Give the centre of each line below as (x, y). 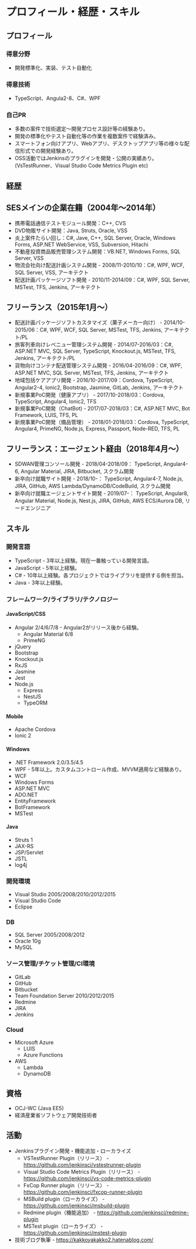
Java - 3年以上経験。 (40, 582)
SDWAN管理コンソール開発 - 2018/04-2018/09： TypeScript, (88, 464)
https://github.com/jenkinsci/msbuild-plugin (77, 1205)
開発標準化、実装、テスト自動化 (53, 68)
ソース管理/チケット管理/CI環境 (50, 964)
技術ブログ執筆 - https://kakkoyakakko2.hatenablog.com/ (84, 1240)
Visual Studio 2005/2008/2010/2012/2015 (65, 894)
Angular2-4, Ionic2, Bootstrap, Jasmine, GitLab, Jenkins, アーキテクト (99, 388)
